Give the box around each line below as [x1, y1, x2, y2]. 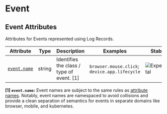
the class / [56, 62, 81, 69]
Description [56, 48, 85, 55]
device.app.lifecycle [89, 69, 141, 74]
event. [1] [56, 75, 80, 81]
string [38, 65, 52, 72]
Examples [103, 48, 127, 55]
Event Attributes [5, 23, 57, 31]
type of [56, 68, 74, 75]
